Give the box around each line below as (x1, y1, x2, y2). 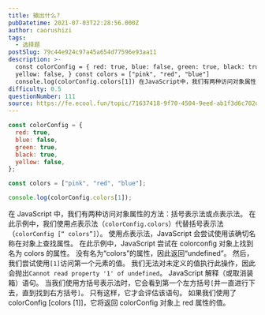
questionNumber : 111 (8, 92, 77, 100)
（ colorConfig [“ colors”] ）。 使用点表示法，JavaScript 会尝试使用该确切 (8, 229, 249, 238)
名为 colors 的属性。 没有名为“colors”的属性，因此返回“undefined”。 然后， (8, 249, 254, 257)
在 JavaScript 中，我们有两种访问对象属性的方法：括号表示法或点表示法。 (8, 209, 248, 218)
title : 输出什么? (8, 11, 61, 20)
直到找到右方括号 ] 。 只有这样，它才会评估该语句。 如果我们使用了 (21, 288, 237, 297)
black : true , (15, 151, 58, 159)
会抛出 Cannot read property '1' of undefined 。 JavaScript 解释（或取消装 (8, 268, 254, 277)
